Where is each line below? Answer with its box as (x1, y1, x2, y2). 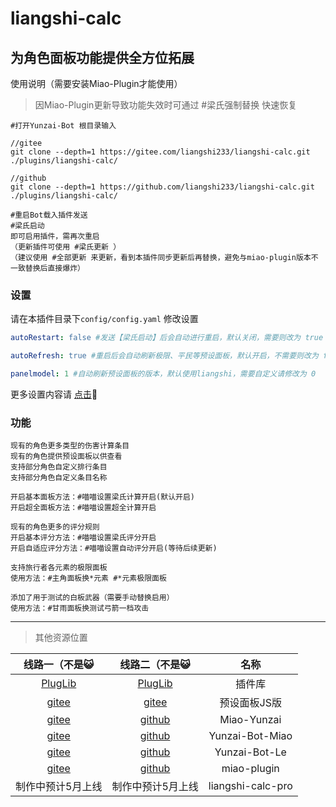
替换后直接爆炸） (24, 263, 85, 273)
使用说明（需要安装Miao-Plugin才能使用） (10, 78, 183, 89)
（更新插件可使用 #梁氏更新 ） (10, 242, 122, 252)
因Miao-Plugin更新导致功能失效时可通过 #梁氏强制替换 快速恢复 (34, 99, 298, 111)
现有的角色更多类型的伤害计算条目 (10, 441, 130, 451)
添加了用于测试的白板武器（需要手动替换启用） (10, 593, 175, 603)
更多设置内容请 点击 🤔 (10, 388, 98, 400)
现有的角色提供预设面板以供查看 (10, 452, 123, 462)
